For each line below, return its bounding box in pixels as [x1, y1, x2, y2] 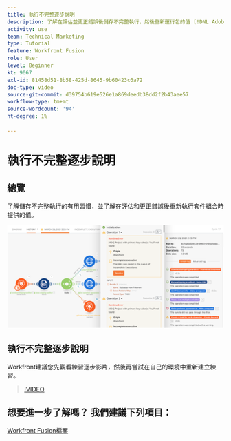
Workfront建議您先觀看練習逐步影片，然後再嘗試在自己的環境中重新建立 [7, 362, 211, 371]
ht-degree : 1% [7, 113, 48, 120]
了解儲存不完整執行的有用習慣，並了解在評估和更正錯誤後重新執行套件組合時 [7, 202, 224, 210]
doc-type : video [7, 83, 54, 91]
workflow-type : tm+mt [7, 99, 69, 105]
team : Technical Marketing [7, 33, 85, 40]
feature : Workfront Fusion [7, 48, 85, 54]
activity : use [7, 25, 48, 32]
